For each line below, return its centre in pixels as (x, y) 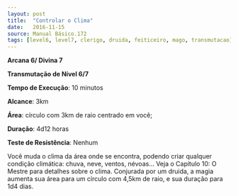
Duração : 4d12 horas (38, 129)
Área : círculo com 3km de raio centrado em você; (80, 115)
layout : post (27, 14)
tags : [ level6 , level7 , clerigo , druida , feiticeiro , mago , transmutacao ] (120, 40)
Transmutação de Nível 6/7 (48, 74)
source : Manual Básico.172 (47, 34)
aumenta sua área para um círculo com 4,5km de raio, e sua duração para (115, 179)
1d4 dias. (21, 186)
